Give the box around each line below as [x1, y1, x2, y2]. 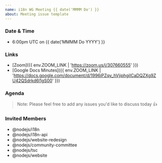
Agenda [5, 90, 24, 97]
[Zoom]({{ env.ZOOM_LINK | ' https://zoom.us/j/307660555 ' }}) [12, 62, 139, 68]
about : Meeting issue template [5, 12, 69, 17]
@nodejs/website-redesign [12, 137, 67, 143]
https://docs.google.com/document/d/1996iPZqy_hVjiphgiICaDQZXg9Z [14, 73, 156, 79]
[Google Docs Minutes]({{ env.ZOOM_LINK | [12, 67, 101, 73]
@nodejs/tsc [12, 147, 38, 153]
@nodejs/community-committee [12, 142, 77, 148]
